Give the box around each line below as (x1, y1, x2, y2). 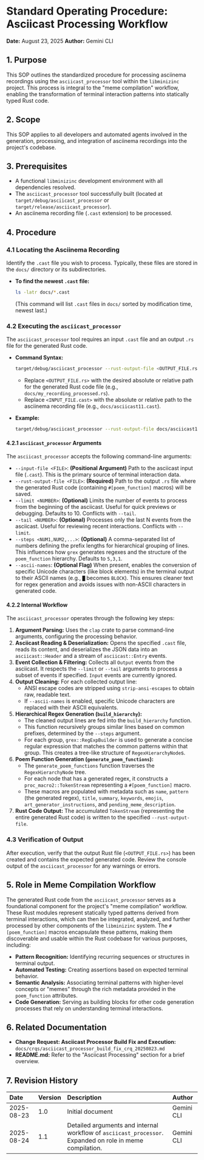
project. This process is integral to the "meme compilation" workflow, (6, 84, 180, 91)
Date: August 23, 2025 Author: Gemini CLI (6, 37, 114, 44)
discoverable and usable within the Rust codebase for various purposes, (6, 934, 188, 942)
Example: (15, 415, 39, 422)
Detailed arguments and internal (67, 1121, 159, 1130)
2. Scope (6, 114, 41, 125)
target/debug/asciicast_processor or (15, 196, 109, 204)
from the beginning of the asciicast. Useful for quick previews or (15, 503, 177, 511)
